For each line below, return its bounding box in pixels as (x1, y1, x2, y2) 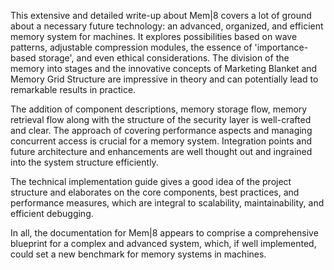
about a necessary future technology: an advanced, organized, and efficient (10, 20, 324, 32)
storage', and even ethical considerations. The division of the (38, 52, 290, 64)
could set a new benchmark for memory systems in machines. (10, 248, 267, 260)
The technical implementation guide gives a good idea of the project (10, 176, 292, 187)
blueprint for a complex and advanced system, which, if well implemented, (10, 238, 317, 249)
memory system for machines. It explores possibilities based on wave (10, 31, 298, 42)
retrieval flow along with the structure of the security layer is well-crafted (10, 114, 312, 125)
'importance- (254, 41, 309, 53)
